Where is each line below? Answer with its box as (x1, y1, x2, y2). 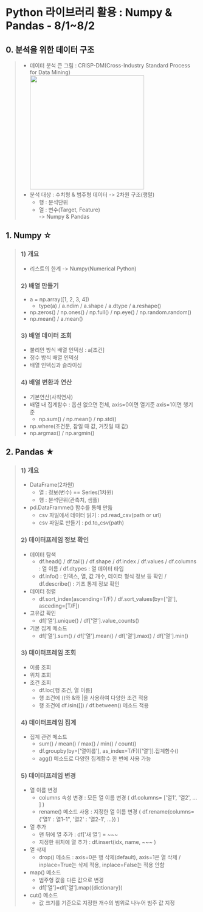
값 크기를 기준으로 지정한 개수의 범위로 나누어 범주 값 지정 (38, 899, 175, 907)
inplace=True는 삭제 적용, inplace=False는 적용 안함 (38, 861, 165, 869)
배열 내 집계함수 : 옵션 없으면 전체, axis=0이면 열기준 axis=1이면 (29, 400, 182, 408)
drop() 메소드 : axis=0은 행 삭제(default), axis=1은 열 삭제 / (38, 854, 181, 861)
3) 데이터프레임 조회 (20, 648, 77, 657)
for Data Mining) (29, 69, 71, 76)
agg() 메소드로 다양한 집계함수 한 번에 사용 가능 (38, 755, 151, 763)
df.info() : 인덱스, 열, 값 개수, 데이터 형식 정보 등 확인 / (38, 572, 167, 580)
